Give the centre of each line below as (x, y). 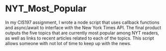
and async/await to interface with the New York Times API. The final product (83, 27)
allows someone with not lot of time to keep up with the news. (68, 43)
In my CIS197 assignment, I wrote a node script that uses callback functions (82, 22)
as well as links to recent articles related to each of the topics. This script (80, 38)
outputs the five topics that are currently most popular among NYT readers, (82, 33)
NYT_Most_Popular (46, 9)
